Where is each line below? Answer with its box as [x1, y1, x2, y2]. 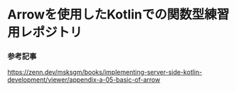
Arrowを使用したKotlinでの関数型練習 [7, 6, 230, 23]
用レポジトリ [7, 24, 83, 41]
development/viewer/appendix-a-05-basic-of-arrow [7, 75, 161, 84]
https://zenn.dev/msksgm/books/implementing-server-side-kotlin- [7, 68, 203, 77]
